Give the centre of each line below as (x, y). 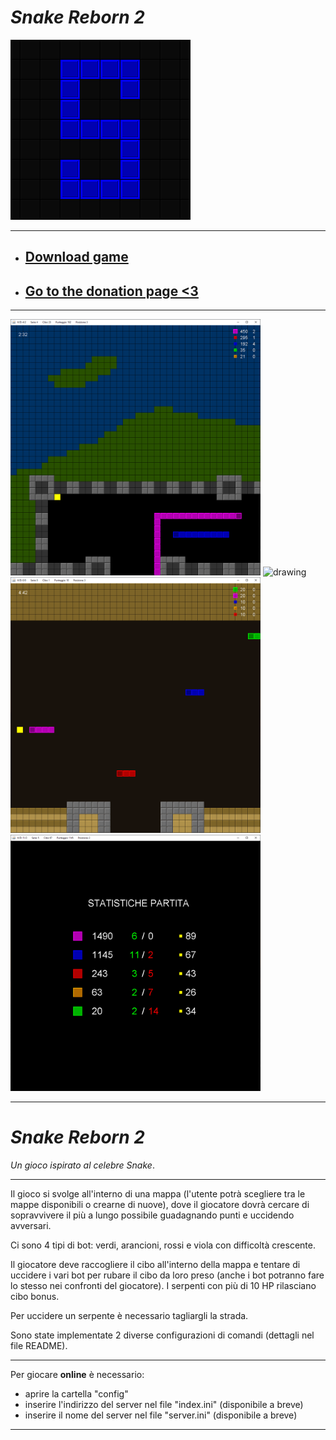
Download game (76, 257)
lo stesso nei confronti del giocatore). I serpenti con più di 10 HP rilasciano (163, 1285)
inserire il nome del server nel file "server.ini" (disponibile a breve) (161, 1415)
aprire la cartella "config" (76, 1393)
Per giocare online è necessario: (77, 1374)
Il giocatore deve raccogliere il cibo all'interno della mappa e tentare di (155, 1264)
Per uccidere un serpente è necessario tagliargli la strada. (129, 1315)
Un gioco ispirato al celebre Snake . (82, 1165)
